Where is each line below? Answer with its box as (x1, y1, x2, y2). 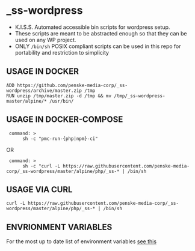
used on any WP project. (14, 36, 76, 43)
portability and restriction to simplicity (14, 49, 110, 56)
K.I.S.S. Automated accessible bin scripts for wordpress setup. (14, 23, 170, 31)
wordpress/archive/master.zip (6, 88, 82, 94)
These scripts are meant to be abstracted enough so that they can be (14, 29, 187, 37)
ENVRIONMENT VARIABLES (6, 222, 113, 232)
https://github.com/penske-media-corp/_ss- (17, 82, 128, 88)
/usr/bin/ (49, 98, 74, 104)
